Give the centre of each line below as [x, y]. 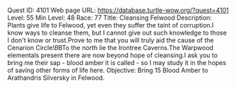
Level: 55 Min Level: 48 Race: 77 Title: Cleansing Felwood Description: [110, 18]
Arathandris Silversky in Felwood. [56, 78]
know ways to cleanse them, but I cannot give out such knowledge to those [117, 32]
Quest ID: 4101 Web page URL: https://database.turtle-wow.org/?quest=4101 [118, 10]
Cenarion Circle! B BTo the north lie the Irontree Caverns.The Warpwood [111, 48]
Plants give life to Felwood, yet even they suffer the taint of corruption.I [111, 25]
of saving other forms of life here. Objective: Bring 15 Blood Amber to [108, 70]
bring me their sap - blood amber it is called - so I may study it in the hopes [117, 63]
